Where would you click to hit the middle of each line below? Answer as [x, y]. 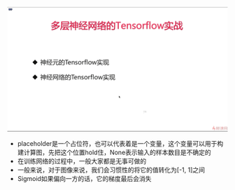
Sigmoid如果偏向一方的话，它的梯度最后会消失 [84, 178]
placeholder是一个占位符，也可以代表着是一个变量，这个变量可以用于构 [120, 143]
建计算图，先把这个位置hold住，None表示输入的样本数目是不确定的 [114, 152]
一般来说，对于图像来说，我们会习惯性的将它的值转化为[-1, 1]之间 [111, 170]
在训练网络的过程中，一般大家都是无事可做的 [82, 161]
